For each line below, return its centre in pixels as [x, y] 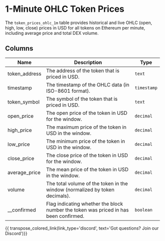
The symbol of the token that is [82, 99]
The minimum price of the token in [85, 141]
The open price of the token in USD [87, 113]
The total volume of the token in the [87, 184]
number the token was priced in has [87, 210]
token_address [25, 74]
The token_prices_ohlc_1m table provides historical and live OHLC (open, [79, 23]
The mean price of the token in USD [87, 169]
